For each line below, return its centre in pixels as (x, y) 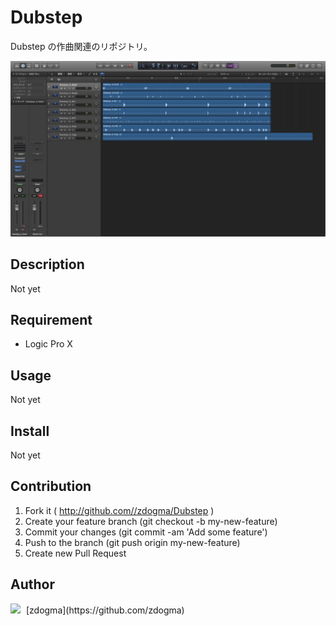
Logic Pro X (48, 344)
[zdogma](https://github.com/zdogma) (105, 610)
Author (32, 584)
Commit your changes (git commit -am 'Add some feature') (146, 532)
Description (47, 264)
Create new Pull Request (75, 553)
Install (30, 431)
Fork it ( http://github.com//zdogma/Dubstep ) (119, 510)
